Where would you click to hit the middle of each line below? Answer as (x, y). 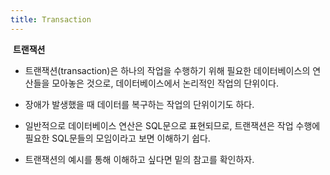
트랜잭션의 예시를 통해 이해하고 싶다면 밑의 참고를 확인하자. (139, 159)
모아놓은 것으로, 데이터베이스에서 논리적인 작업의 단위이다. (165, 83)
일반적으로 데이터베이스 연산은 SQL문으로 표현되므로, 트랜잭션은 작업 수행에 (172, 125)
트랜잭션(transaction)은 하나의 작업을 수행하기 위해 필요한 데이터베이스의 (167, 70)
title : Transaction (51, 19)
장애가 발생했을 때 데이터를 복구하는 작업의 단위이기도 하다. (139, 104)
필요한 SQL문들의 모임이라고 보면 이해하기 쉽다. (117, 138)
